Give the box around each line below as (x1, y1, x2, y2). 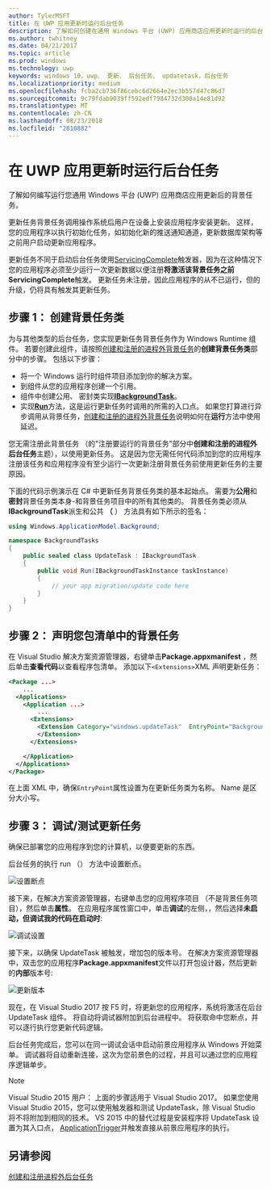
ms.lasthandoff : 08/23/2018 (8, 117, 103, 125)
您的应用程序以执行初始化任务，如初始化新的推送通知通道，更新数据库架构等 (8, 227, 263, 237)
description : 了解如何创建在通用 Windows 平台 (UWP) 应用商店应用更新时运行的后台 (8, 27, 264, 35)
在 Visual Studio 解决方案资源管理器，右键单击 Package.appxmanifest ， (8, 651, 250, 661)
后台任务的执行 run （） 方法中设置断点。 (8, 859, 146, 869)
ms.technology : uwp (8, 65, 74, 73)
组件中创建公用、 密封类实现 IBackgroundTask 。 (19, 391, 181, 400)
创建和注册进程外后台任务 (8, 1172, 94, 1182)
